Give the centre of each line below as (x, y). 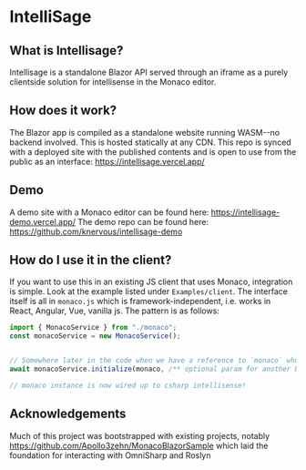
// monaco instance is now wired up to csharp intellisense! (128, 385)
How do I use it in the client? (91, 260)
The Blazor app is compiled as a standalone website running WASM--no (145, 132)
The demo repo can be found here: (143, 221)
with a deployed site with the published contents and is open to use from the (153, 151)
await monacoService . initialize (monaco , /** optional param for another (150, 369)
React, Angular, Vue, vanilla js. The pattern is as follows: (115, 311)
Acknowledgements (68, 414)
